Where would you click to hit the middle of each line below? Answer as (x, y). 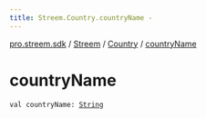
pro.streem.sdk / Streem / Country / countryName (103, 44)
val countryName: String (57, 104)
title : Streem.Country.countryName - (81, 18)
